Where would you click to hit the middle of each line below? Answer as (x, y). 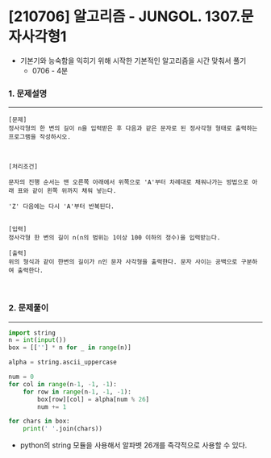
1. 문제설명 (28, 94)
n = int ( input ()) (38, 340)
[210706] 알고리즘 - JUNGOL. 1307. (125, 17)
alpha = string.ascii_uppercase (63, 362)
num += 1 (52, 407)
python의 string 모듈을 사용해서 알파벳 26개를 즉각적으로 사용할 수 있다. (133, 445)
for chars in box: (39, 421)
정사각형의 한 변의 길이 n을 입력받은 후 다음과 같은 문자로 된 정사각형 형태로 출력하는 (133, 129)
